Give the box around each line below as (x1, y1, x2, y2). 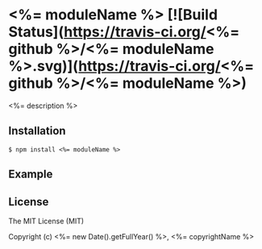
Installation (8, 124, 66, 138)
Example (8, 168, 53, 181)
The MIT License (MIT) (8, 216, 85, 226)
